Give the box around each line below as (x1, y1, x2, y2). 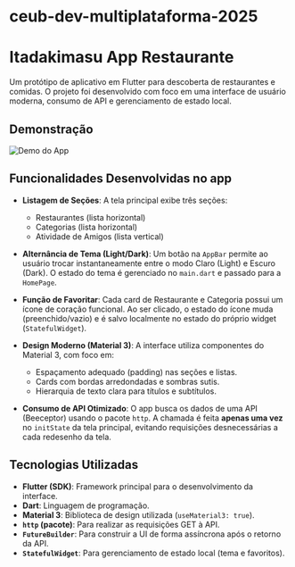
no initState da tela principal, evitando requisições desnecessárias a (21, 421, 279, 432)
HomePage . (21, 277, 58, 288)
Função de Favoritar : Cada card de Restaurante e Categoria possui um (21, 294, 283, 304)
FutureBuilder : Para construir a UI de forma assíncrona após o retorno (21, 529, 282, 539)
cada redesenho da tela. (21, 431, 111, 442)
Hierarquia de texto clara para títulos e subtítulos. (35, 386, 217, 396)
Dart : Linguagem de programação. (21, 500, 150, 511)
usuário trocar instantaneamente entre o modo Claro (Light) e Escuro (21, 257, 276, 269)
